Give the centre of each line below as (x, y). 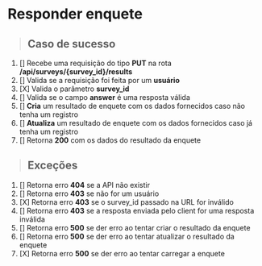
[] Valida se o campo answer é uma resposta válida (104, 97)
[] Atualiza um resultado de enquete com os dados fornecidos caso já (136, 123)
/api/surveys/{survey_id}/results (76, 72)
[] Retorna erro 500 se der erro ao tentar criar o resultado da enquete (135, 227)
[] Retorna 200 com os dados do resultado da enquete (110, 140)
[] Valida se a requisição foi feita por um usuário (100, 80)
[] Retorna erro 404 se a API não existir (85, 185)
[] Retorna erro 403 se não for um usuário (89, 193)
